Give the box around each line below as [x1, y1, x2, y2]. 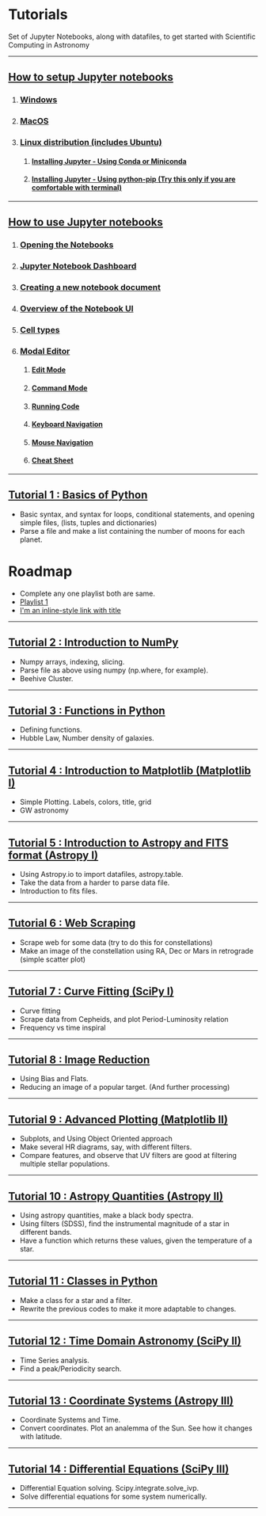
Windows [19, 94, 58, 105]
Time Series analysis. [19, 1355, 89, 1365]
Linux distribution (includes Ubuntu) [19, 137, 162, 148]
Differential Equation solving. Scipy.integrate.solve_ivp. [19, 1484, 199, 1493]
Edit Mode [31, 365, 66, 375]
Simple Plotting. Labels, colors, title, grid [19, 798, 152, 807]
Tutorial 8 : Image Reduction [8, 1053, 150, 1066]
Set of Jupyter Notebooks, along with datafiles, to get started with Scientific [8, 32, 256, 41]
